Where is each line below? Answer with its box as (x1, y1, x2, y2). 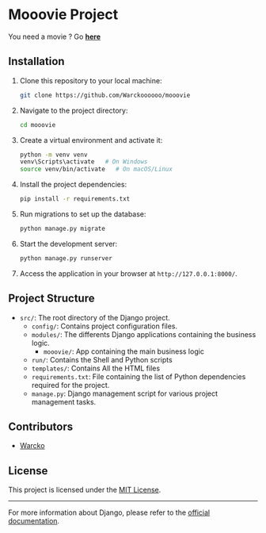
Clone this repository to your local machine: (19, 75, 162, 85)
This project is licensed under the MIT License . (8, 485, 161, 495)
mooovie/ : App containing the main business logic (43, 347, 204, 356)
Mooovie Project (8, 6, 119, 24)
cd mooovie (19, 121, 56, 128)
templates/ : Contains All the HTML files (31, 363, 161, 373)
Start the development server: (19, 239, 118, 248)
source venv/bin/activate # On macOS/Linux (19, 165, 173, 174)
